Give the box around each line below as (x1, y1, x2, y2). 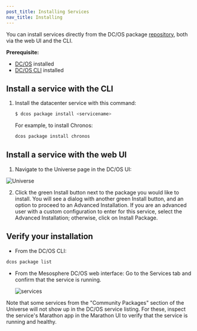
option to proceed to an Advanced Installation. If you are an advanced (14, 201, 187, 209)
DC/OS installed (14, 60, 54, 67)
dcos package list (6, 259, 52, 265)
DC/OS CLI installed (14, 66, 64, 73)
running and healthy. (6, 318, 57, 325)
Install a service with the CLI (6, 83, 113, 94)
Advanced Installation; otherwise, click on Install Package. (14, 214, 158, 221)
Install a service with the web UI (6, 150, 127, 160)
